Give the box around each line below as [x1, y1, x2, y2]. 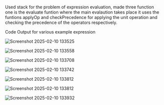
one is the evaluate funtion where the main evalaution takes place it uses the [5, 9, 160, 15]
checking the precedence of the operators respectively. [5, 19, 117, 25]
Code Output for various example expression [5, 29, 95, 35]
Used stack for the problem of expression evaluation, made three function [5, 4, 154, 10]
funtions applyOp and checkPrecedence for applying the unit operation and [5, 15, 158, 20]
